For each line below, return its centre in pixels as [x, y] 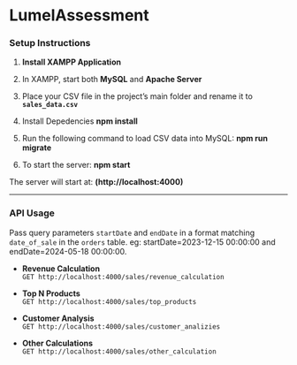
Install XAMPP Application [72, 62]
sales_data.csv [50, 105]
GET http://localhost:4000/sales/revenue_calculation [123, 277]
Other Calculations [57, 343]
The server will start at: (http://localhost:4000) [96, 182]
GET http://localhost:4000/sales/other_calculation [119, 351]
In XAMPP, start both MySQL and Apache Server [112, 80]
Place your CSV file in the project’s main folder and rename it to [137, 96]
